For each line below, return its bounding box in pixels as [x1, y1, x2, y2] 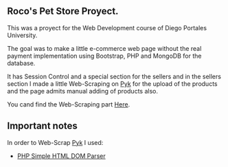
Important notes [7, 120, 78, 132]
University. [7, 31, 38, 39]
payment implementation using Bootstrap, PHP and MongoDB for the [7, 52, 202, 60]
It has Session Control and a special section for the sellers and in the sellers [7, 72, 222, 80]
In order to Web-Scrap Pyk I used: [7, 138, 104, 146]
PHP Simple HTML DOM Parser [16, 151, 106, 160]
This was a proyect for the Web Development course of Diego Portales [7, 23, 207, 32]
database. [7, 58, 36, 67]
